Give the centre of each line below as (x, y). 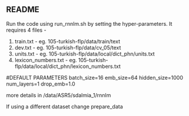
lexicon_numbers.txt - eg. (46, 60)
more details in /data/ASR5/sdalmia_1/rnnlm (59, 95)
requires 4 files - (26, 30)
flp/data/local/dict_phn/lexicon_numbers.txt (67, 66)
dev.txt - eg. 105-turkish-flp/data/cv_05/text (68, 47)
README (23, 10)
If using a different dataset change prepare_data (65, 106)
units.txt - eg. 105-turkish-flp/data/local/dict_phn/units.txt (84, 54)
